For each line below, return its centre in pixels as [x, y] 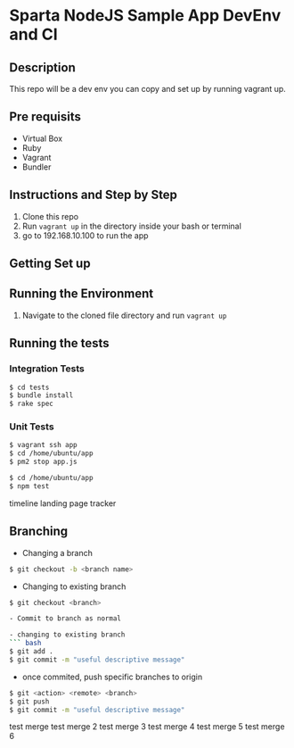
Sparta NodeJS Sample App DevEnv [145, 16]
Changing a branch [57, 553]
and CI [33, 34]
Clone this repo [50, 216]
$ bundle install [41, 395]
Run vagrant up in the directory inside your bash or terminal [132, 226]
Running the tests [59, 343]
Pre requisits [45, 117]
